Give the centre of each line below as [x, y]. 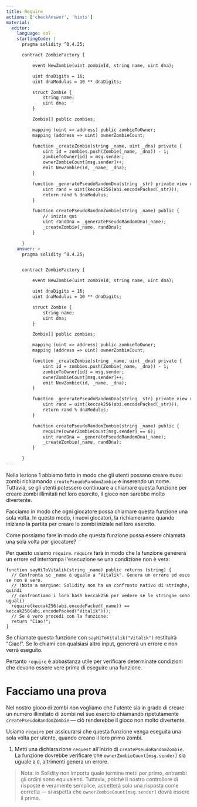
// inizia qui [60, 216]
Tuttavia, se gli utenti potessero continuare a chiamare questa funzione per [97, 487]
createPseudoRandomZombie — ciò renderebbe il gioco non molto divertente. [96, 720]
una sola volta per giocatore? [41, 541]
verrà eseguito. [24, 649]
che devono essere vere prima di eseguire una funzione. [74, 667]
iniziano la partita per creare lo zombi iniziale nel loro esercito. [81, 524]
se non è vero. [25, 580]
